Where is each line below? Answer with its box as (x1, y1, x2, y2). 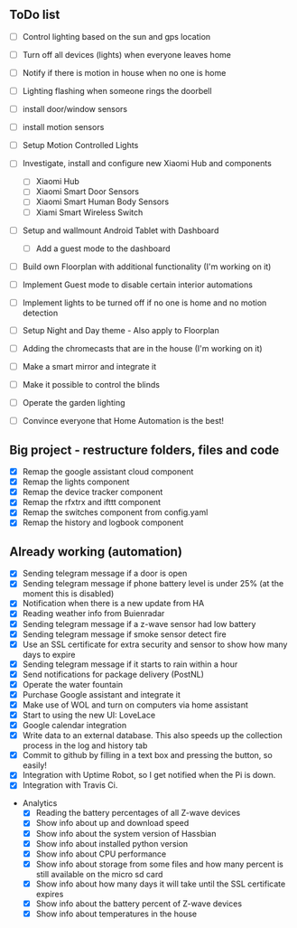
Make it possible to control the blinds (22, 380, 161, 390)
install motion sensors (22, 122, 105, 133)
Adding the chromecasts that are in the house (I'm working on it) (22, 342, 264, 353)
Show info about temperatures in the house (35, 908, 197, 919)
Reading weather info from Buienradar (22, 608, 165, 619)
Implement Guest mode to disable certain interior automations (22, 279, 253, 290)
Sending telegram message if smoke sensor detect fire (22, 628, 227, 640)
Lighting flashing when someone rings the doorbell (22, 86, 212, 96)
